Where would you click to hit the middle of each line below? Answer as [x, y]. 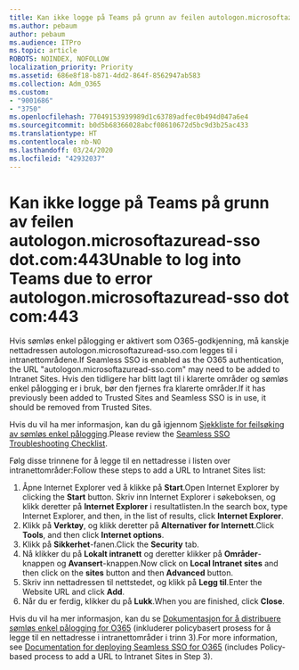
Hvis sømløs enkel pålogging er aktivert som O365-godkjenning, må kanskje [149, 341]
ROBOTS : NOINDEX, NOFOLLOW [59, 59]
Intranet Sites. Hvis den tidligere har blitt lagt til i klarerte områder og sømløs [149, 379]
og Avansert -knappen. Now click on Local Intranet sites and [167, 564]
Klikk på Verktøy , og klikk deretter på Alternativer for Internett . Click [148, 525]
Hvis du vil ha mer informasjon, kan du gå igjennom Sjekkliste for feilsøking [147, 425]
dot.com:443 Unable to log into [125, 259]
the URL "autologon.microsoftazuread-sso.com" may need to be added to [145, 369]
